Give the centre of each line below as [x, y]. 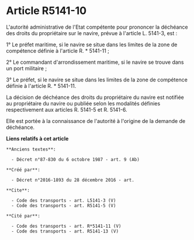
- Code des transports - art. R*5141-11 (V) [66, 226]
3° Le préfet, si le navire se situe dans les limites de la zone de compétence [97, 80]
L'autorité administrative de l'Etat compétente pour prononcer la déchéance [97, 27]
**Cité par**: [23, 216]
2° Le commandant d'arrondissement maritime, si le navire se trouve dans [95, 62]
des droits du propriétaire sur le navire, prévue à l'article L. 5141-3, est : [92, 33]
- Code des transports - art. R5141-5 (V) [64, 205]
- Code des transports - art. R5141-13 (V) [65, 231]
